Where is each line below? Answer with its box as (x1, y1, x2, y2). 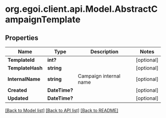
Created (7, 87, 27, 93)
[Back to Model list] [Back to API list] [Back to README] (5, 108, 119, 113)
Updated (7, 95, 29, 102)
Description (90, 48, 119, 55)
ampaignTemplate (5, 14, 81, 25)
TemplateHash (7, 65, 43, 71)
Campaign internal (78, 73, 121, 79)
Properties (5, 34, 39, 42)
